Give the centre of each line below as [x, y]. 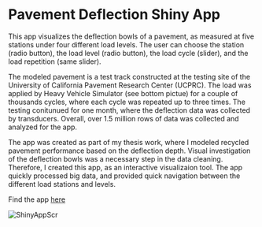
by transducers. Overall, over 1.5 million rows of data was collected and [124, 118]
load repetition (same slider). [55, 61]
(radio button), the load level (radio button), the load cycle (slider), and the [128, 53]
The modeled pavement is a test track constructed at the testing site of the [129, 76]
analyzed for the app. [42, 127]
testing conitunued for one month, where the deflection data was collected [129, 110]
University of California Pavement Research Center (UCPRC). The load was [130, 85]
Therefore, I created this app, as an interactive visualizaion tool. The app [125, 167]
